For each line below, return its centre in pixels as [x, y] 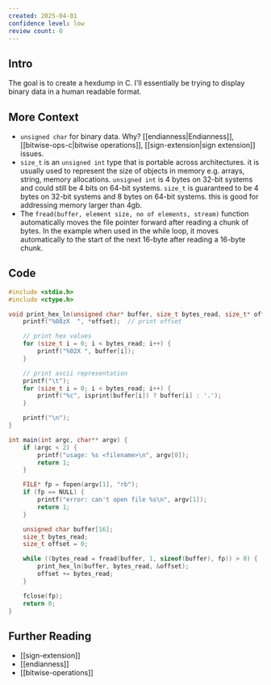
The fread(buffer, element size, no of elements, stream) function [134, 214]
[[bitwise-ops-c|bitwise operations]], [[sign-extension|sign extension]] [138, 145]
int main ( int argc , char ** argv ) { [68, 440]
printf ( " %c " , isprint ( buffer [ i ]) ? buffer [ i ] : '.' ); [129, 396]
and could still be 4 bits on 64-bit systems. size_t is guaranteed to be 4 [140, 188]
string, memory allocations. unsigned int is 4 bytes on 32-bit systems [136, 179]
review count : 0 [35, 31]
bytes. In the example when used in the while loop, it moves [119, 231]
